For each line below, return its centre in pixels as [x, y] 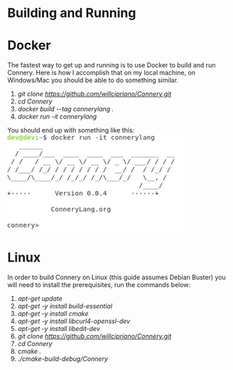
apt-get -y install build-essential [65, 306]
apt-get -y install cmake [53, 314]
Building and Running [72, 13]
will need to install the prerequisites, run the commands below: [99, 285]
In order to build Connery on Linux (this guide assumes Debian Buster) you [116, 277]
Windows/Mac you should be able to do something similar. [93, 80]
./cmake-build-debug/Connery [63, 359]
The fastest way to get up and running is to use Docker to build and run [112, 65]
